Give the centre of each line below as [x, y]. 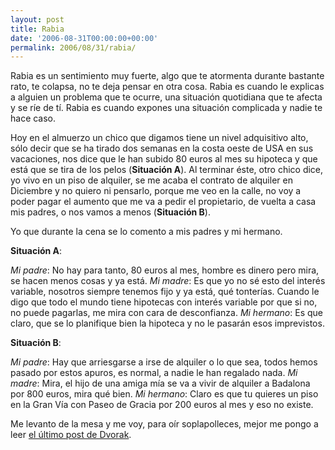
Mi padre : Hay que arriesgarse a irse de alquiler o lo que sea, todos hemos [164, 362]
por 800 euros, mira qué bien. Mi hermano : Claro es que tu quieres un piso [164, 394]
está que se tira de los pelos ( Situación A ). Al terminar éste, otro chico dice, [167, 170]
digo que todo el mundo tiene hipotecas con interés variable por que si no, [164, 302]
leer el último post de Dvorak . [71, 435]
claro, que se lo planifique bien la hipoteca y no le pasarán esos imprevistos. [167, 323]
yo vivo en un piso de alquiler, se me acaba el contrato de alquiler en [151, 180]
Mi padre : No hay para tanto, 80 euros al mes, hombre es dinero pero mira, [165, 270]
